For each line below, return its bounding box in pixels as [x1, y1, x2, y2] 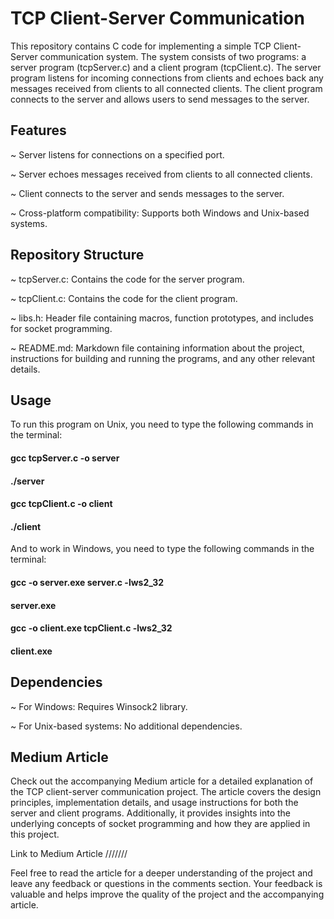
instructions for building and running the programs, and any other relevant [10, 352, 316, 364]
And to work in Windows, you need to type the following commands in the [10, 543, 315, 555]
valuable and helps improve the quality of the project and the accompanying [10, 888, 325, 901]
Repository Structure [10, 247, 145, 264]
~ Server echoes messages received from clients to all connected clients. [10, 168, 313, 180]
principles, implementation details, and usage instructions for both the [10, 797, 299, 809]
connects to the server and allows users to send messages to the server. [10, 93, 310, 105]
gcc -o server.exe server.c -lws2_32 [10, 576, 165, 588]
